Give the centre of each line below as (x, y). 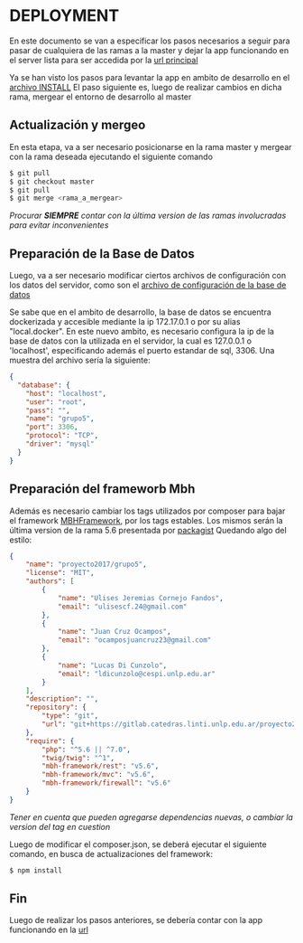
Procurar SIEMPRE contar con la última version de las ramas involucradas (148, 216)
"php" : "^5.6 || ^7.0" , (86, 750)
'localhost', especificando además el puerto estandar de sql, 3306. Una (142, 351)
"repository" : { (56, 707)
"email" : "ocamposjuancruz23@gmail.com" (134, 640)
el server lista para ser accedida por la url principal (104, 60)
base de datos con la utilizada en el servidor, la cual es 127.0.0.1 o (131, 341)
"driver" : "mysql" (60, 444)
